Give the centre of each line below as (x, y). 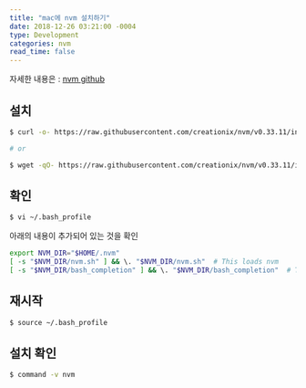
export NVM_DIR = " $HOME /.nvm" (65, 253)
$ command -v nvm (42, 375)
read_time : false (42, 52)
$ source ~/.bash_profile (58, 322)
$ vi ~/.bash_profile (51, 217)
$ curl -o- (30, 132)
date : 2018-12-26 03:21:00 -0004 (73, 26)
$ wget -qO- (32, 165)
